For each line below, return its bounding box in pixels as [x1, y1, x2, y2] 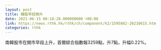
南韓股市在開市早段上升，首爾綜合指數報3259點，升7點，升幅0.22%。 [5, 40, 149, 46]
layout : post [5, 7, 32, 12]
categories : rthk [5, 25, 41, 30]
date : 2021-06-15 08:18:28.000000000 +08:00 [5, 16, 99, 21]
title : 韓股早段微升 [5, 12, 43, 17]
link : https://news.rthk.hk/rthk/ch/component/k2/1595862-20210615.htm [5, 21, 156, 26]
